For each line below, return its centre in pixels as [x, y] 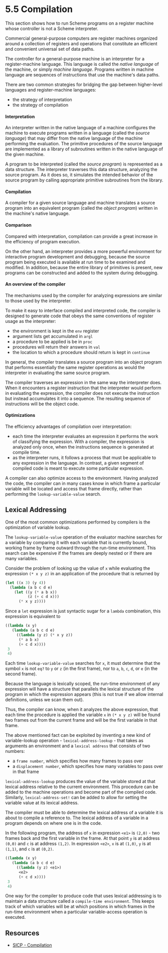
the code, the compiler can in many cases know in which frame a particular [83, 483]
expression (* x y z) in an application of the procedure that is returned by [82, 573]
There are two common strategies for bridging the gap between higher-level [84, 84]
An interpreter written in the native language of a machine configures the [80, 128]
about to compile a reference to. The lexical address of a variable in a [77, 818]
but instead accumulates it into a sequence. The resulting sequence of [78, 398]
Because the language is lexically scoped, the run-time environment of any [82, 684]
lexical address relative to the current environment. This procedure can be [82, 787]
